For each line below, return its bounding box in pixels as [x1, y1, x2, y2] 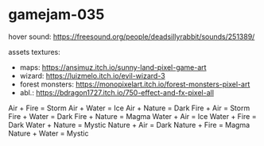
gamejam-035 [8, 6, 105, 24]
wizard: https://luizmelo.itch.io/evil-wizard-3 [19, 71, 165, 80]
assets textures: [8, 47, 61, 56]
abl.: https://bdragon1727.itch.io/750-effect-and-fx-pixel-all [19, 87, 215, 97]
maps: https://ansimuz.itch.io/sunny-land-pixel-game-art [19, 62, 207, 72]
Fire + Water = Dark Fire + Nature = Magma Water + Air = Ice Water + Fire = [8, 111, 257, 121]
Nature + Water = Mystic [8, 129, 89, 138]
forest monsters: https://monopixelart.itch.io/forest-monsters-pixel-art [19, 79, 250, 89]
